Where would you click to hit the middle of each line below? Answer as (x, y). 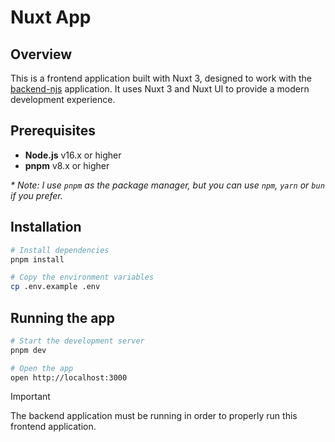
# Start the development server (77, 341)
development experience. (63, 99)
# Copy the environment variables (82, 277)
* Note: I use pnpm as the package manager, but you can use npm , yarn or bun (167, 185)
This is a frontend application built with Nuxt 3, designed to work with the (161, 78)
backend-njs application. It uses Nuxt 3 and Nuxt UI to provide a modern (160, 89)
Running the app (62, 317)
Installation (46, 227)
